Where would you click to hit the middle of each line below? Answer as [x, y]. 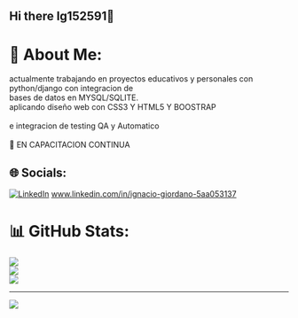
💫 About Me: [56, 54]
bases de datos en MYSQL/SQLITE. [74, 97]
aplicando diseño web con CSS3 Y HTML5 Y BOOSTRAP [113, 107]
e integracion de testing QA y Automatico [84, 126]
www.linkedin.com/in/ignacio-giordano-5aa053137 [144, 194]
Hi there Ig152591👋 [62, 16]
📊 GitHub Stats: [70, 232]
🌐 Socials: [38, 172]
